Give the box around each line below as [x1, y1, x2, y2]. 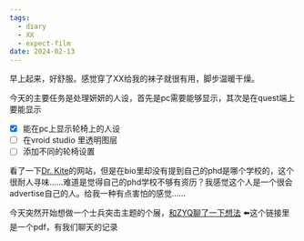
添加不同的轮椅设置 [22, 146, 96, 157]
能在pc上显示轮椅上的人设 [22, 124, 121, 135]
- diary [17, 22, 47, 31]
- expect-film [17, 38, 71, 48]
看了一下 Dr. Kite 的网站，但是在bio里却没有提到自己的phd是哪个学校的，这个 [9, 166, 294, 176]
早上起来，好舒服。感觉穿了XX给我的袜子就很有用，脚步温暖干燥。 [9, 74, 260, 85]
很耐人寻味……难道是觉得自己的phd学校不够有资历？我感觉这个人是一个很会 [9, 176, 293, 187]
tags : [9, 13, 30, 23]
